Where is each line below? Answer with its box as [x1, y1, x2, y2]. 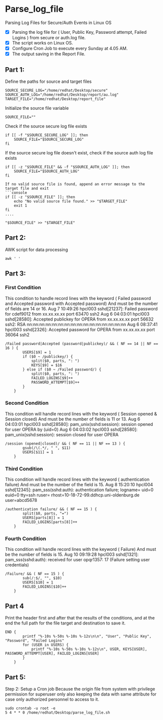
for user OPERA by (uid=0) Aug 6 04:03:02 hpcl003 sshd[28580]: [5, 426, 138, 432]
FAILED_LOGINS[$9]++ [31, 375, 73, 380]
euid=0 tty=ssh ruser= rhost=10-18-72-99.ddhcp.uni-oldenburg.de [5, 492, 140, 498]
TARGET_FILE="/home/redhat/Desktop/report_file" [5, 97, 106, 101]
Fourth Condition [5, 535, 46, 542]
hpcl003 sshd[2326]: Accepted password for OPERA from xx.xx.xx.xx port [5, 326, 155, 332]
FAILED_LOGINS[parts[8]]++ [22, 520, 78, 525]
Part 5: [5, 673, 26, 681]
